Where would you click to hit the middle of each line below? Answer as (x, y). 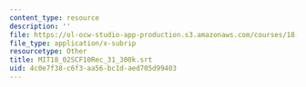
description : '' (40, 26)
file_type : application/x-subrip (73, 43)
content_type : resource (55, 18)
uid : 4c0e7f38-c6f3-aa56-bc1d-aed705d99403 (93, 69)
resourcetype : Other (49, 52)
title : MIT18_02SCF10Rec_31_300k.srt (81, 60)
